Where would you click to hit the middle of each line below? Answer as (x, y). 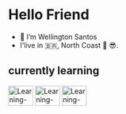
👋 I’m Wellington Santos (58, 37)
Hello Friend (49, 15)
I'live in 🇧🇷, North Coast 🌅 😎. (69, 45)
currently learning (54, 71)
